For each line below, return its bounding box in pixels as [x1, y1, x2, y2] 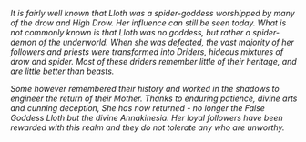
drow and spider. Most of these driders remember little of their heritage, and [10, 56, 297, 66]
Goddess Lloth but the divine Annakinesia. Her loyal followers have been [10, 113, 283, 123]
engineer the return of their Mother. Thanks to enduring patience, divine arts [10, 93, 298, 104]
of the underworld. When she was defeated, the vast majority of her [38, 36, 295, 47]
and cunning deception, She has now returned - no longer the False [10, 103, 265, 113]
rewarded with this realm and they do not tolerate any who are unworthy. [10, 122, 285, 133]
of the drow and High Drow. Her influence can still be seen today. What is [10, 17, 287, 28]
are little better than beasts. [10, 66, 115, 76]
